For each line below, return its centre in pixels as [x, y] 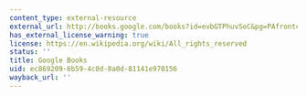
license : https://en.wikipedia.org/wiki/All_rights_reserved [128, 43]
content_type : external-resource [73, 18]
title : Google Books [49, 60]
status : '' [30, 52]
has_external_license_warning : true [79, 35]
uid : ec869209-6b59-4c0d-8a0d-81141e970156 [94, 69]
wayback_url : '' [40, 78]
